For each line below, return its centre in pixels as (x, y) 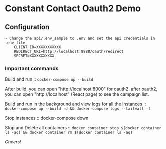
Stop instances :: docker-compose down (47, 118)
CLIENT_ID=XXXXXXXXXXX (38, 47)
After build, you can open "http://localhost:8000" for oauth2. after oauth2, (81, 89)
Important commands (32, 68)
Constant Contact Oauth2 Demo (73, 9)
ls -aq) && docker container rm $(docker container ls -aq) (69, 133)
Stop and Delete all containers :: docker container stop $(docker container (83, 128)
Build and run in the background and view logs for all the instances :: (76, 104)
